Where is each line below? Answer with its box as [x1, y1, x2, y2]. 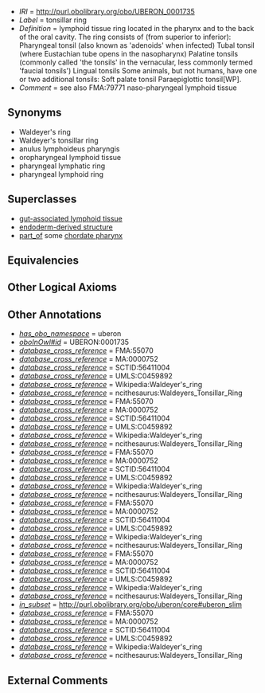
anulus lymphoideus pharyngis [18, 143, 120, 154]
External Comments [7, 673, 108, 687]
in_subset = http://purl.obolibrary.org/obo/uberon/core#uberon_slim [18, 600, 243, 609]
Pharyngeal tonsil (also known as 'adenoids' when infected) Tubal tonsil [18, 41, 255, 50]
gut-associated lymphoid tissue [18, 213, 123, 223]
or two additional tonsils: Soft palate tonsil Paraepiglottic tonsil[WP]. [18, 75, 242, 84]
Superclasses [7, 193, 77, 206]
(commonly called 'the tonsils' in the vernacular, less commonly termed [18, 57, 254, 67]
